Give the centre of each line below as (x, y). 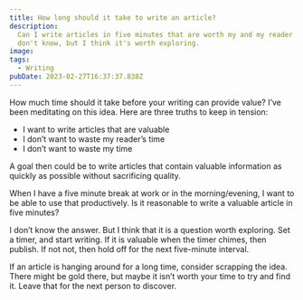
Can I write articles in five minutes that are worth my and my (141, 34)
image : (22, 52)
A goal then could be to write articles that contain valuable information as (146, 166)
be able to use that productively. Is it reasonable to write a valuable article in (151, 202)
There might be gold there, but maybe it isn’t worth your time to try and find (150, 276)
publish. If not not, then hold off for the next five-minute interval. (129, 248)
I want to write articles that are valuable (96, 129)
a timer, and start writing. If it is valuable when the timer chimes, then (138, 239)
